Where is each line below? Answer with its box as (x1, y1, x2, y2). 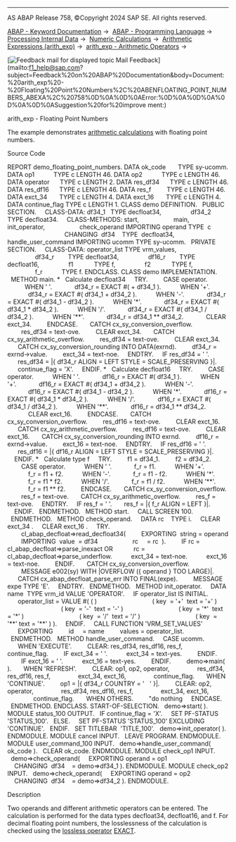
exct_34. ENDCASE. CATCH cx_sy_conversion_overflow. (7, 320, 193, 328)
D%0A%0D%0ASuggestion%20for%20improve (7, 101, 146, 109)
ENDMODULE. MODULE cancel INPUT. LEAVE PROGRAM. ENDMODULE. (7, 732, 221, 740)
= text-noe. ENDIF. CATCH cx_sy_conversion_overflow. (7, 559, 190, 568)
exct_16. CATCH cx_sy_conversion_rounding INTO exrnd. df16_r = (7, 433, 220, 440)
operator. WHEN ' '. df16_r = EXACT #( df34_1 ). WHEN (7, 373, 220, 380)
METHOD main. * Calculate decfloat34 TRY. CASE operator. (10, 275, 208, 283)
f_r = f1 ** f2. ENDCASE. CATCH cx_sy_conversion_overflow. (27, 485, 227, 493)
